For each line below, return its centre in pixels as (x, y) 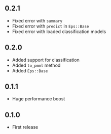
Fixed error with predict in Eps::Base (50, 26)
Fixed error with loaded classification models (59, 31)
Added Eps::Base (30, 70)
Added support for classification (46, 60)
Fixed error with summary (37, 20)
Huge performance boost (39, 99)
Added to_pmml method (36, 65)
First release (25, 127)
